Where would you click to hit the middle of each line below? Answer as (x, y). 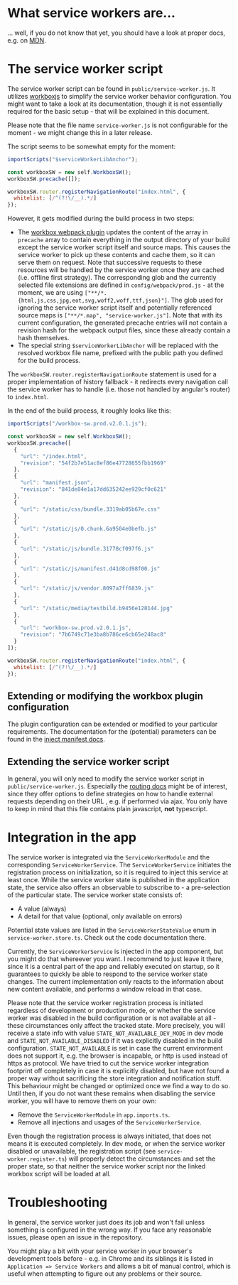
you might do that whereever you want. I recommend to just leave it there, (115, 959)
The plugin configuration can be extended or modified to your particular (113, 724)
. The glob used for (195, 300)
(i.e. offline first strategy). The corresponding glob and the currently (117, 278)
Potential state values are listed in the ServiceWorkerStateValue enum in (112, 930)
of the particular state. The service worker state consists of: (95, 895)
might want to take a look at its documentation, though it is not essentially (115, 104)
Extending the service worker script (88, 761)
